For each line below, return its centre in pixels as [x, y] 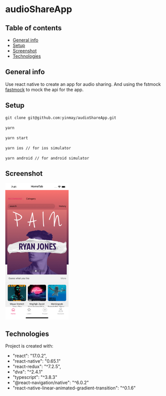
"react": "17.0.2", [30, 356]
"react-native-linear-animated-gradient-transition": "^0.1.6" [74, 388]
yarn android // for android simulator [47, 158]
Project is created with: [29, 346]
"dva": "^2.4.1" [28, 372]
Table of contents [33, 28]
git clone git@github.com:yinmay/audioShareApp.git [61, 118]
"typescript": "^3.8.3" [35, 377]
